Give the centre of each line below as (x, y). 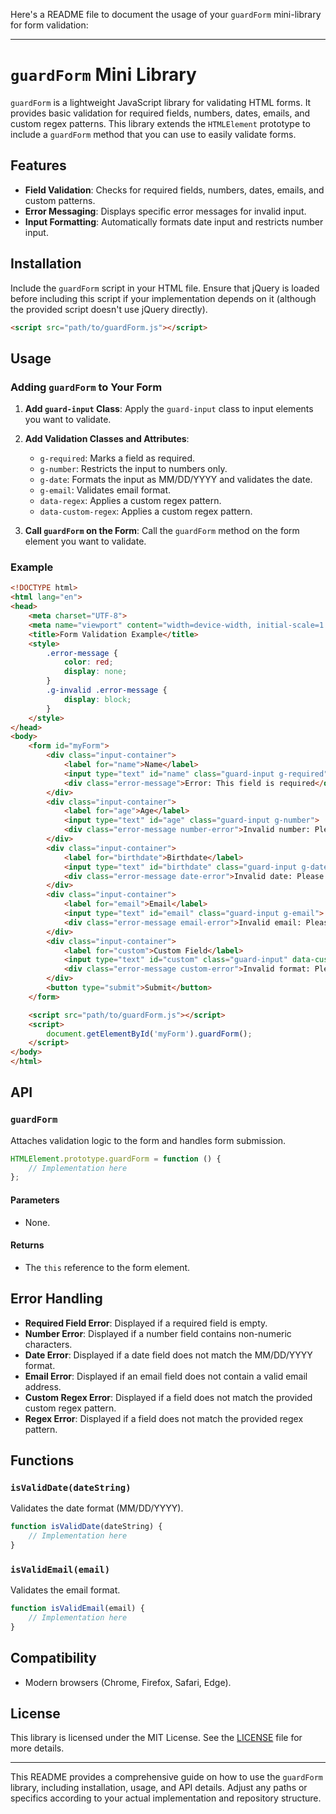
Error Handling (56, 1299)
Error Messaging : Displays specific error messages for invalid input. (165, 211)
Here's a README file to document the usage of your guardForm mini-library (166, 14)
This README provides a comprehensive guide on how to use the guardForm (166, 1777)
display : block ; (97, 699)
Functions (42, 1460)
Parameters (35, 1200)
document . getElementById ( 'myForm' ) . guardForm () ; (149, 1034)
